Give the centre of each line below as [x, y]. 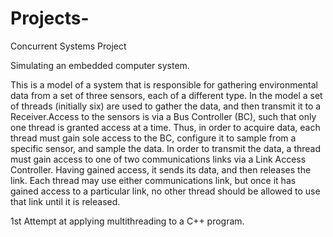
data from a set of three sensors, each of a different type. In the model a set [166, 95]
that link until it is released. [65, 201]
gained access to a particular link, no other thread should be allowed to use [165, 191]
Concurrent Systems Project [68, 46]
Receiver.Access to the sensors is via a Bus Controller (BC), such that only [163, 116]
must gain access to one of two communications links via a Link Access [158, 159]
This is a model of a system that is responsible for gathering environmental [164, 84]
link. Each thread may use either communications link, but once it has [153, 180]
